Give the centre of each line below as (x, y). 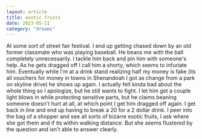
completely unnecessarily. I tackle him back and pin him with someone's (96, 59)
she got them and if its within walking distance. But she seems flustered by (99, 123)
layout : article (27, 12)
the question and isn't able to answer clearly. (62, 129)
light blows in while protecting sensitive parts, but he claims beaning (92, 97)
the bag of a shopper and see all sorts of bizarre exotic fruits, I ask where (98, 117)
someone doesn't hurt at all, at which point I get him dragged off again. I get (101, 104)
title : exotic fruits (34, 18)
